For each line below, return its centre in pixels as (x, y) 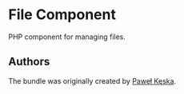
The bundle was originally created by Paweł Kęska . (92, 80)
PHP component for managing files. (67, 37)
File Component (62, 15)
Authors (29, 62)
